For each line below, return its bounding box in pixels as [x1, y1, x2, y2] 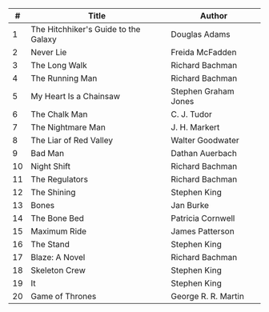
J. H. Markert [171, 122, 220, 133]
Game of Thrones [30, 291, 97, 302]
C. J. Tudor [171, 109, 212, 119]
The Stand [30, 239, 70, 250]
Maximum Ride [30, 226, 86, 237]
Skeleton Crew [30, 265, 86, 275]
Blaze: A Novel [30, 252, 86, 262]
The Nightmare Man [30, 122, 106, 133]
